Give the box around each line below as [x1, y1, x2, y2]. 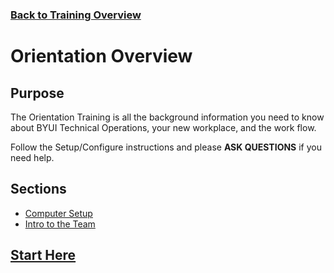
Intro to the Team [24, 218, 96, 230]
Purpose [10, 84, 65, 102]
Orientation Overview [10, 45, 193, 68]
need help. [10, 151, 55, 163]
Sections [10, 181, 67, 198]
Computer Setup [24, 207, 93, 219]
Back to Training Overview [10, 8, 142, 22]
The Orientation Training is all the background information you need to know [10, 111, 325, 123]
